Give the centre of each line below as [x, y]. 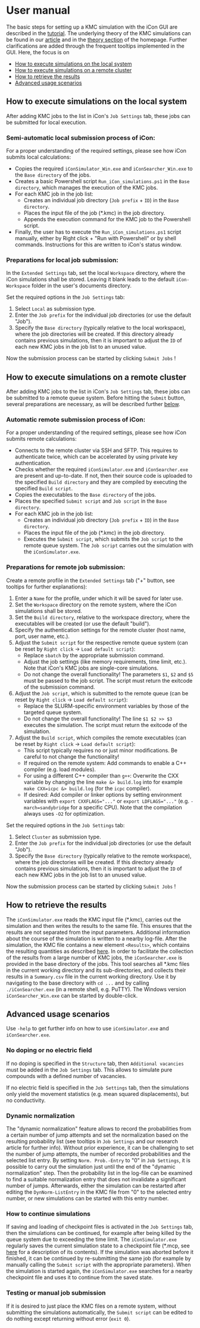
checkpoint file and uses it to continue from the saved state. [80, 1277]
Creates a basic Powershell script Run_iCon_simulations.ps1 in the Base [102, 181]
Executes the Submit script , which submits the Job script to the [103, 539]
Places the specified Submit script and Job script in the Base [91, 501]
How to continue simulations [49, 1214]
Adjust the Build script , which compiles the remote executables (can [100, 738]
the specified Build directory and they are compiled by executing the [101, 482]
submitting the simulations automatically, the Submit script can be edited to [99, 1312]
